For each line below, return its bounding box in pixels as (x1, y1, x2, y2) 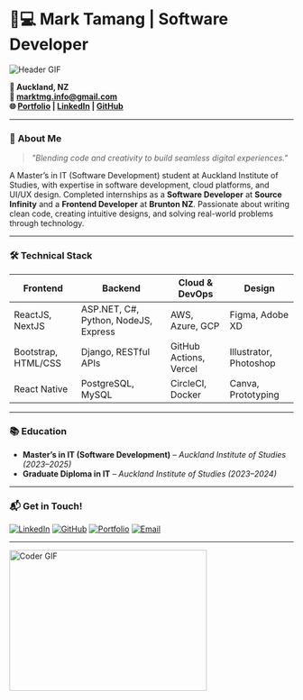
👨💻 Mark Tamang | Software (9, 9, 229, 30)
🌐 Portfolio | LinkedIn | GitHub (9, 100, 124, 111)
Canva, (229, 377, 260, 389)
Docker (170, 388, 201, 401)
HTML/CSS (14, 357, 61, 369)
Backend (102, 282, 142, 295)
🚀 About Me (9, 132, 62, 144)
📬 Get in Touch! (9, 499, 83, 512)
